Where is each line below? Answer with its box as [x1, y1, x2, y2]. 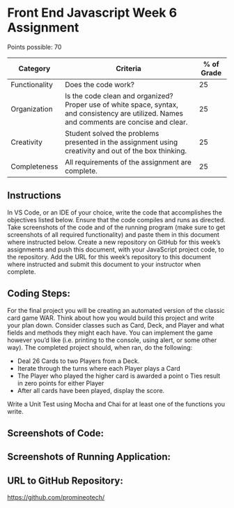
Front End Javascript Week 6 [7, 5, 178, 21]
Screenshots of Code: [7, 427, 104, 439]
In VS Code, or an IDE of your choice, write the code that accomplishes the [7, 208, 223, 217]
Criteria [116, 63, 141, 73]
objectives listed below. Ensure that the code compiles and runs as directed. [7, 215, 226, 224]
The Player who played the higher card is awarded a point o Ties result [17, 371, 221, 380]
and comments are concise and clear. [65, 117, 188, 127]
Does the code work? [65, 79, 134, 89]
